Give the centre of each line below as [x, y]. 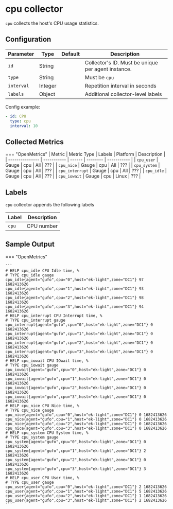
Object [47, 94]
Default [71, 54]
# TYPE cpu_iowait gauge [32, 365]
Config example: [23, 107]
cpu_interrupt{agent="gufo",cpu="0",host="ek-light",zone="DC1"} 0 [79, 325]
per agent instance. [108, 69]
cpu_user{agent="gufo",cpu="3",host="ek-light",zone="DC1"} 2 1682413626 [86, 500]
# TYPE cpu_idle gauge [30, 275]
